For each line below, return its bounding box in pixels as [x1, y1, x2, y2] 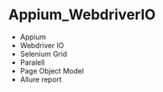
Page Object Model [19, 66, 84, 75]
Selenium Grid [19, 49, 67, 58]
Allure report [19, 74, 62, 84]
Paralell [19, 58, 46, 67]
